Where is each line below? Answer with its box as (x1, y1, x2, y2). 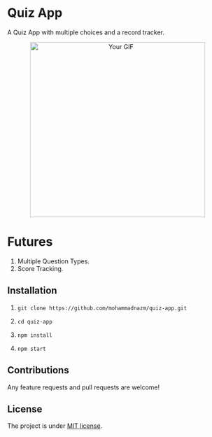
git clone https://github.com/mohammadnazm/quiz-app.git (17, 305, 188, 312)
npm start (17, 345, 47, 352)
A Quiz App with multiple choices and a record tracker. (7, 28, 164, 36)
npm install (17, 331, 52, 339)
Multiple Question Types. (17, 257, 90, 265)
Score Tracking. (17, 264, 64, 272)
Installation (7, 285, 57, 297)
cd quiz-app (17, 318, 52, 325)
